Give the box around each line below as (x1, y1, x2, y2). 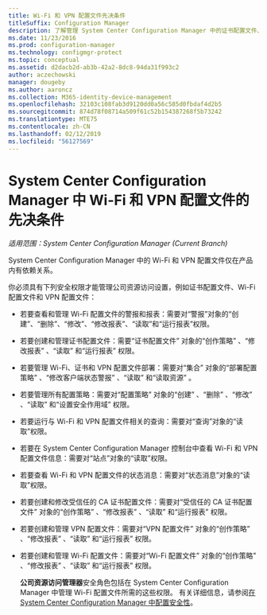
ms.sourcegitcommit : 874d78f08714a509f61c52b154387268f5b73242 (8, 108, 222, 116)
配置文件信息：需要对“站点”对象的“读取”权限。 (19, 453, 172, 463)
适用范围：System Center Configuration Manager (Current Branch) (8, 239, 228, 248)
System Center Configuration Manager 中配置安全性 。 (19, 597, 197, 607)
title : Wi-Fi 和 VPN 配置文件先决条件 (8, 11, 126, 20)
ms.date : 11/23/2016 (8, 33, 77, 42)
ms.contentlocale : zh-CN (8, 123, 91, 130)
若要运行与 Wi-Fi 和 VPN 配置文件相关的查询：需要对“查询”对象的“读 (19, 417, 244, 426)
